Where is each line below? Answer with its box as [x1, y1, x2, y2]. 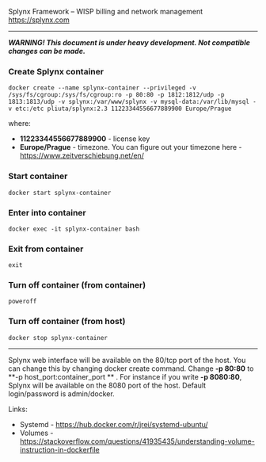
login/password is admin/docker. [8, 388, 115, 399]
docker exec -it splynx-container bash [8, 225, 140, 233]
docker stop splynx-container [8, 334, 108, 342]
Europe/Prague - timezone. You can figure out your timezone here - [19, 143, 242, 152]
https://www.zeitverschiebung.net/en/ [19, 151, 145, 161]
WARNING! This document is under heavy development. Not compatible [8, 38, 251, 47]
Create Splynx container [8, 66, 104, 77]
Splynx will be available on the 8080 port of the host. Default [8, 380, 207, 390]
